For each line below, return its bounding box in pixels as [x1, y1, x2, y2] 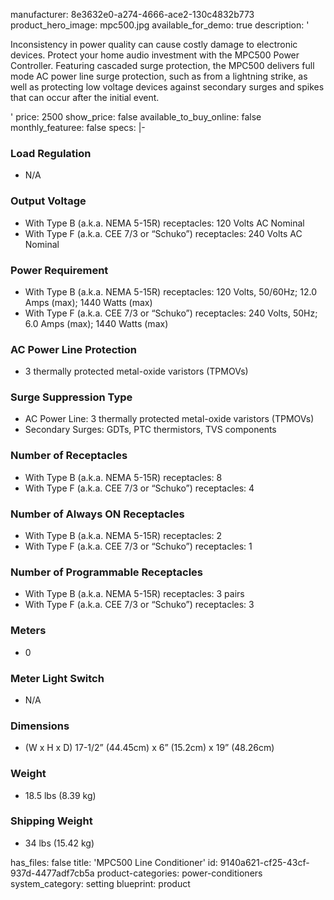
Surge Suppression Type [10, 390, 133, 404]
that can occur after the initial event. [10, 92, 160, 103]
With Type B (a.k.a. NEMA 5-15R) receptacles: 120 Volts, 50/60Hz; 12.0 [24, 285, 317, 298]
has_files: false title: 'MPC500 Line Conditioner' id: [10, 856, 218, 868]
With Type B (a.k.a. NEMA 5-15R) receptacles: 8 [24, 471, 223, 483]
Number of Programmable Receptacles [10, 565, 203, 579]
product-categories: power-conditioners [96, 867, 263, 879]
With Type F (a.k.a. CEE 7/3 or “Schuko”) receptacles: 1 [24, 540, 253, 553]
